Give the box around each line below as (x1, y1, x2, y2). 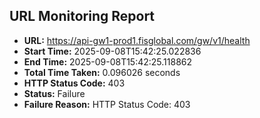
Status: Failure (23, 87, 86, 99)
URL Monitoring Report (9, 8, 156, 25)
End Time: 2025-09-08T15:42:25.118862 (23, 55, 193, 68)
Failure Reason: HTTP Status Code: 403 (23, 98, 191, 110)
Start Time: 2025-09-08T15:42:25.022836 (23, 45, 202, 57)
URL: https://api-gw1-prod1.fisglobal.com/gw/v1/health (23, 34, 251, 46)
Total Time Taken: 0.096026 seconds (23, 66, 181, 78)
